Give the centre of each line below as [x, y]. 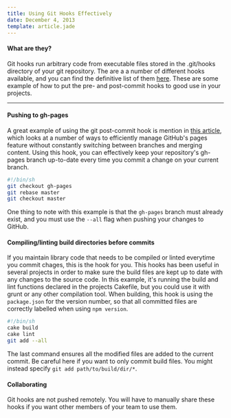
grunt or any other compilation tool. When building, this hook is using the [110, 294]
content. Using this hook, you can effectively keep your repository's [103, 152]
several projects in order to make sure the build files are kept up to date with [115, 272]
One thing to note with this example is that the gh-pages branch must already [115, 212]
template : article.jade [41, 26]
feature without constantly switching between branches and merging [105, 145]
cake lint [21, 335]
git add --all [27, 341]
